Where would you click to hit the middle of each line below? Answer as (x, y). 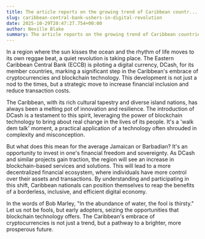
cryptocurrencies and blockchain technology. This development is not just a (102, 78)
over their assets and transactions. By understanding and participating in (98, 179)
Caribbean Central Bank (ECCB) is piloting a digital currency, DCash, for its (100, 65)
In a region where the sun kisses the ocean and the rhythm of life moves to (100, 52)
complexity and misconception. (46, 135)
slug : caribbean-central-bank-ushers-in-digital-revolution (85, 18)
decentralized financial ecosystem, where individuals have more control (97, 172)
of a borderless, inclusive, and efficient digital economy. (77, 192)
